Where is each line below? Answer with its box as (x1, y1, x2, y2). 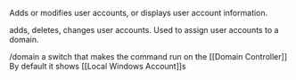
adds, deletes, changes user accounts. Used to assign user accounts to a (9, 25, 279, 35)
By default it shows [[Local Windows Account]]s (9, 61, 187, 71)
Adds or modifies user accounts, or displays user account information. (9, 8, 268, 18)
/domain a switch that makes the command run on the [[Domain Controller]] (9, 52, 288, 61)
